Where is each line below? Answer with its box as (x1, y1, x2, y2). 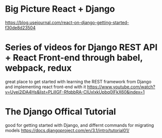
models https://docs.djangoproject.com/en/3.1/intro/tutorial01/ (5, 127, 130, 133)
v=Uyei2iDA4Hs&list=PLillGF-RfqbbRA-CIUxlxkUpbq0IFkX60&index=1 (5, 89, 145, 95)
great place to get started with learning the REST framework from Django (5, 79, 152, 84)
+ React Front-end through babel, (5, 52, 143, 63)
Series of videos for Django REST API (5, 42, 158, 53)
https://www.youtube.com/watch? (87, 84, 156, 90)
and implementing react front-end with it (5, 84, 86, 90)
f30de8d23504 (5, 24, 36, 30)
